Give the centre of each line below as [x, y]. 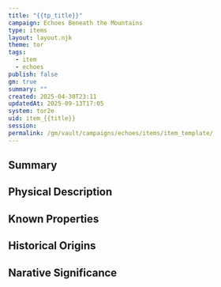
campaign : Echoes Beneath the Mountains [76, 23]
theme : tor [26, 45]
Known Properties [54, 219]
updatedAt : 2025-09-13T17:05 [56, 104]
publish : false [33, 74]
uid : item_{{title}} [42, 119]
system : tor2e [32, 111]
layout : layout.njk [40, 38]
